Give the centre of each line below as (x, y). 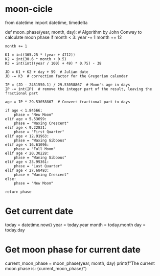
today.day (15, 230)
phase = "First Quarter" (39, 132)
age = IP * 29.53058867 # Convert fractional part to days (68, 102)
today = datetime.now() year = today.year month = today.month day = (75, 225)
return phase (18, 192)
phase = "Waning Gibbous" (40, 158)
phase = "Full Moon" (35, 149)
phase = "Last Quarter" (38, 166)
